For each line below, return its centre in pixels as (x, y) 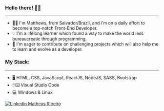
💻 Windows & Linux (32, 92)
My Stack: (17, 62)
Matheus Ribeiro (44, 103)
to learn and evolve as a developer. (47, 49)
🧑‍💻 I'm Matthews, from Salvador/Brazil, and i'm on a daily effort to (79, 23)
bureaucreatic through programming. (49, 39)
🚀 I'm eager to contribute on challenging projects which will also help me (85, 44)
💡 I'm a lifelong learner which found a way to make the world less (78, 33)
